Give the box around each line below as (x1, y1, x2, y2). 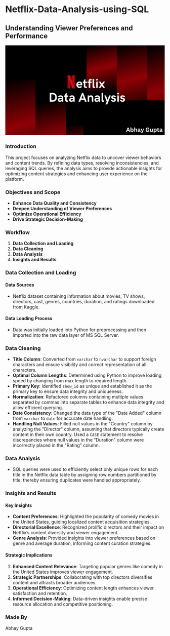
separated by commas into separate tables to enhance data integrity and (12, 399, 164, 406)
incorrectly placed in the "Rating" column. (12, 442, 100, 449)
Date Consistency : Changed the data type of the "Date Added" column (12, 410, 162, 416)
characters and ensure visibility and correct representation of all (12, 362, 147, 368)
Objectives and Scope (5, 188, 61, 195)
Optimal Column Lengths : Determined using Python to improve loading (12, 372, 162, 378)
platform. (5, 176, 24, 182)
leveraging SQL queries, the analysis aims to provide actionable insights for (5, 165, 162, 171)
